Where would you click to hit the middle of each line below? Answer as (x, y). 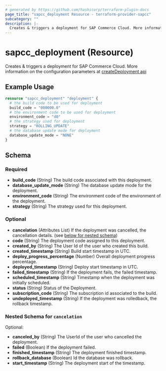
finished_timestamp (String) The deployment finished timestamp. (79, 352)
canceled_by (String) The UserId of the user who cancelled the (77, 336)
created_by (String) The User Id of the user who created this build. (81, 246)
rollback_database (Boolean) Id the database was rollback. (73, 358)
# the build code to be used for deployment (56, 103)
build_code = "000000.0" (35, 108)
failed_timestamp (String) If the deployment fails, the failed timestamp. (85, 272)
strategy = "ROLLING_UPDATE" (40, 126)
